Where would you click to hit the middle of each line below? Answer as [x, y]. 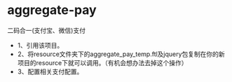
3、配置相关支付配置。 [50, 71]
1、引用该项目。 [40, 45]
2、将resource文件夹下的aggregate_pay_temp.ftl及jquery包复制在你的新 [121, 54]
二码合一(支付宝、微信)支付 [47, 30]
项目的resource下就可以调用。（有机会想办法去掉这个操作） [102, 62]
